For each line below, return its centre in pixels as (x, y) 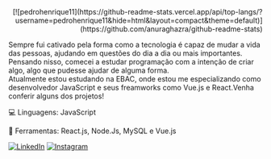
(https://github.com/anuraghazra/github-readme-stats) (171, 29)
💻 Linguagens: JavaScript (52, 112)
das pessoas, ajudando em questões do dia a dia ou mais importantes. (125, 53)
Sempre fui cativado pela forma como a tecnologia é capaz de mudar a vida (134, 44)
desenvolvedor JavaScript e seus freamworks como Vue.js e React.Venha (131, 88)
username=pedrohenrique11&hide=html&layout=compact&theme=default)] (139, 20)
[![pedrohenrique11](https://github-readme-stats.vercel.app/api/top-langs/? (138, 12)
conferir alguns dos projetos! (56, 96)
